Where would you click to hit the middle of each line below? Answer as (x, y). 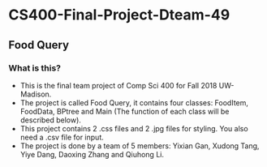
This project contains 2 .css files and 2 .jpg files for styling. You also (134, 128)
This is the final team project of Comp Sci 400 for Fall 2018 (118, 85)
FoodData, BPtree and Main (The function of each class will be (125, 111)
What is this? (34, 68)
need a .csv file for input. (62, 137)
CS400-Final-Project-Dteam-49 (119, 15)
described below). (50, 120)
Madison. (36, 94)
